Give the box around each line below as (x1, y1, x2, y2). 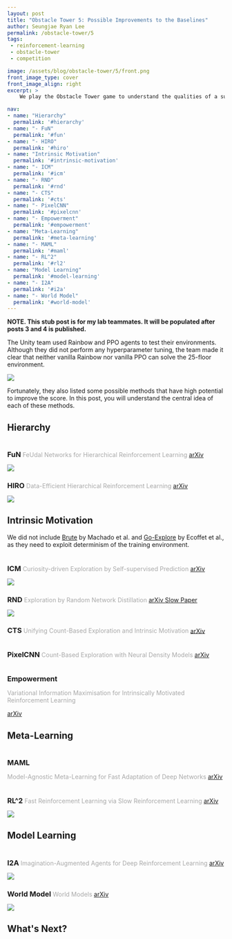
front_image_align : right (7, 80, 81, 87)
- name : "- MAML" (7, 241, 57, 248)
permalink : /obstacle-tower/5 (7, 29, 95, 37)
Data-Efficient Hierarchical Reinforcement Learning (26, 481, 172, 490)
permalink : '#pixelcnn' (13, 209, 81, 216)
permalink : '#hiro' (13, 145, 70, 151)
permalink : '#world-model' (13, 299, 91, 306)
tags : (7, 36, 23, 43)
